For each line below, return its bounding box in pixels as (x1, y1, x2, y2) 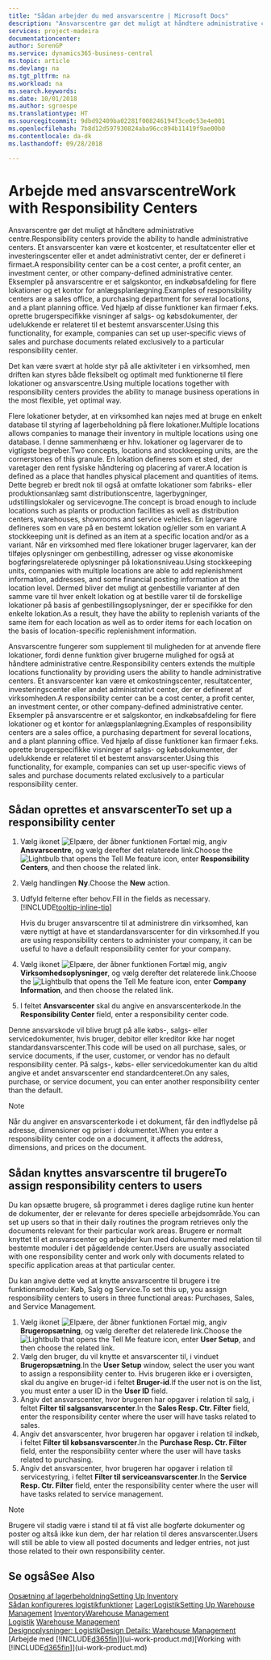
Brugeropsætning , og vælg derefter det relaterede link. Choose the (19, 1326, 243, 1336)
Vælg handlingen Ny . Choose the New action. (19, 878, 171, 888)
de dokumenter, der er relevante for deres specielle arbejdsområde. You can (8, 1209, 261, 1219)
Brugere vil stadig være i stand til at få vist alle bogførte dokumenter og (8, 1521, 245, 1531)
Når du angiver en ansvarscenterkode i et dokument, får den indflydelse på (8, 1117, 258, 1126)
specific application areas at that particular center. (8, 1261, 176, 1270)
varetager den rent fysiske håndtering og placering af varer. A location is (8, 463, 248, 473)
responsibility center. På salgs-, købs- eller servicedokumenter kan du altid (8, 1060, 258, 1070)
